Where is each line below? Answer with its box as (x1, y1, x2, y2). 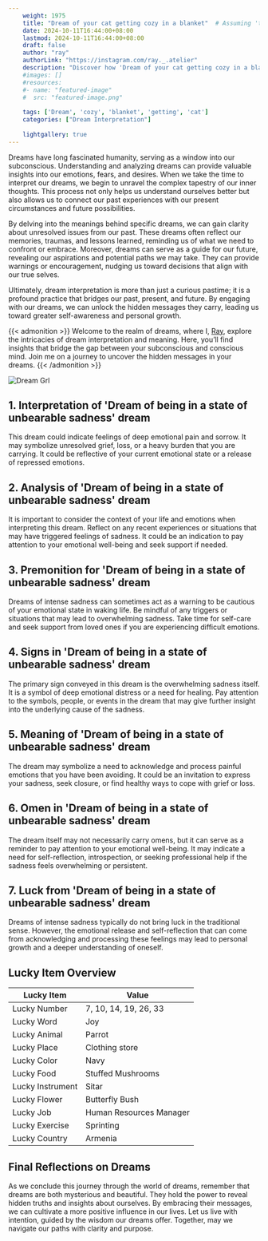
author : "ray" (22, 49, 69, 57)
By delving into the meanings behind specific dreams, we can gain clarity (8, 219, 249, 228)
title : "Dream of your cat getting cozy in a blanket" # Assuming (22, 19, 251, 27)
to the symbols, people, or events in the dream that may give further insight (8, 696, 256, 705)
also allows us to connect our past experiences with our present (8, 195, 219, 204)
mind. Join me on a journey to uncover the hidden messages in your (8, 351, 232, 361)
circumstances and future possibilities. (8, 203, 136, 212)
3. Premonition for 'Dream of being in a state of (8, 563, 246, 577)
